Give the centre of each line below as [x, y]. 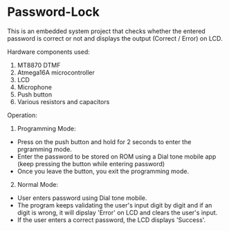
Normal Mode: [38, 184]
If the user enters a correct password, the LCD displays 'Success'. [111, 220]
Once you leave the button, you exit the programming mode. [103, 171]
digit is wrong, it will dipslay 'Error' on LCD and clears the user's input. [117, 212]
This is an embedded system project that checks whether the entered [106, 31]
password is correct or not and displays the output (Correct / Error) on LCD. [115, 38]
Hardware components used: [48, 52]
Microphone [34, 87]
